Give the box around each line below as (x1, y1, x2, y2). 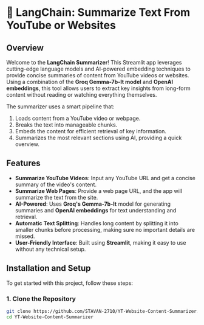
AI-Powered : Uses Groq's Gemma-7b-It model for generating (15, 200, 171, 208)
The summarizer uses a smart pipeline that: (6, 103, 115, 110)
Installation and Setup (6, 263, 91, 273)
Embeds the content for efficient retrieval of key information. (15, 128, 167, 135)
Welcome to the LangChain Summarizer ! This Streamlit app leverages (6, 59, 182, 66)
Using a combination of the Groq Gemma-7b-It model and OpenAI (6, 79, 173, 85)
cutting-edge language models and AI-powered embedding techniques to (6, 65, 191, 72)
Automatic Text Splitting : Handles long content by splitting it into (15, 219, 179, 227)
